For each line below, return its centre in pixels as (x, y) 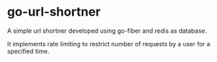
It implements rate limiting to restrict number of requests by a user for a (109, 44)
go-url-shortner (54, 12)
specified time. (28, 51)
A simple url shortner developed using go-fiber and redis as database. (107, 31)
